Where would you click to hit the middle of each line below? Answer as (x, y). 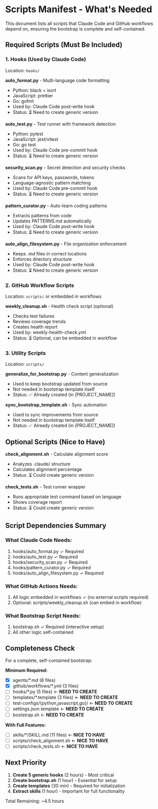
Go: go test (24, 145)
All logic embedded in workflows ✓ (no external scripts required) (81, 597)
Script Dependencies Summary (56, 526)
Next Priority (26, 762)
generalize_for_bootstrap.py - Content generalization (62, 374)
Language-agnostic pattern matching (52, 183)
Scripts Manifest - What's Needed (79, 9)
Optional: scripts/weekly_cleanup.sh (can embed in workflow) (77, 603)
